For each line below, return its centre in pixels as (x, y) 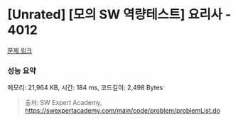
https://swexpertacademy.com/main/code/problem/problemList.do (123, 111)
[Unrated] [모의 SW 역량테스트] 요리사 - (119, 15)
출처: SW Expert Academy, (63, 103)
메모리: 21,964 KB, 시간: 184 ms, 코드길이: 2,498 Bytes (85, 88)
